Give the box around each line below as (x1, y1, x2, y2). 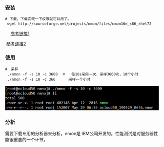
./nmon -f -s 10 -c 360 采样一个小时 (7, 77, 90, 82)
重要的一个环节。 (13, 137, 48, 143)
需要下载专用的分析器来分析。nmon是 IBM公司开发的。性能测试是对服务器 (5, 130, 154, 137)
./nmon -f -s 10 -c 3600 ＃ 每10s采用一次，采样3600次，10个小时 (7, 72, 139, 76)
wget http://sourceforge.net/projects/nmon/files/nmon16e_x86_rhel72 (7, 21, 152, 26)
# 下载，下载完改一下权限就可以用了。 (5, 17, 72, 21)
